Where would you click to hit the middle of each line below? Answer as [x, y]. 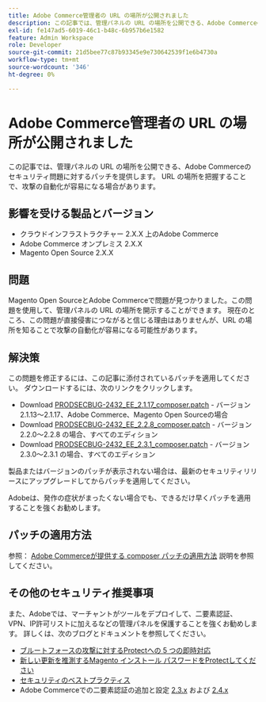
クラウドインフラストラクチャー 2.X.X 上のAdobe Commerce [119, 234]
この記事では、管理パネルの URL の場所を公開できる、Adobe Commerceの [130, 166]
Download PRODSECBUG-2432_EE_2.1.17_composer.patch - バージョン [135, 404]
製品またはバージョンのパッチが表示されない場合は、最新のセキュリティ [126, 471]
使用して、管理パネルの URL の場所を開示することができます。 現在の [135, 311]
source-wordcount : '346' [49, 67]
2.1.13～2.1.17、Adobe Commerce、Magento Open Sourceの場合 [124, 414]
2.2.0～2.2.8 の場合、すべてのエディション [89, 434]
